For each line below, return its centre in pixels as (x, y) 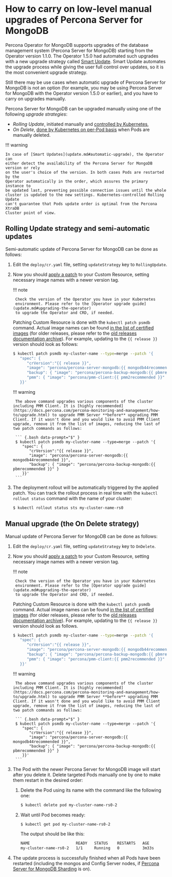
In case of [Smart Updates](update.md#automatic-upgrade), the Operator (85, 154)
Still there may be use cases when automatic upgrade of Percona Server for (85, 82)
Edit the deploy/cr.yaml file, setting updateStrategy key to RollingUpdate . (90, 264)
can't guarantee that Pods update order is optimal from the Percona (81, 204)
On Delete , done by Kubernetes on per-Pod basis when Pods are (81, 130)
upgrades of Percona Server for (74, 20)
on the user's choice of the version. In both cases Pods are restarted (85, 172)
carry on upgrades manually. (36, 99)
